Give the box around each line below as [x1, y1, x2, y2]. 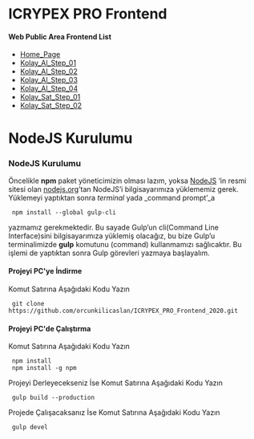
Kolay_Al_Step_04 [19, 83, 79, 93]
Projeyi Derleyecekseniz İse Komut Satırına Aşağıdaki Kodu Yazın [8, 378, 223, 388]
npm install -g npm [11, 364, 78, 372]
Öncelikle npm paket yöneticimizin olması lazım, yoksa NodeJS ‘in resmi [8, 176, 247, 185]
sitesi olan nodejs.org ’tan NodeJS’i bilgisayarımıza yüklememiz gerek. [8, 184, 239, 193]
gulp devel [11, 423, 48, 432]
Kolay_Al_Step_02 [19, 67, 78, 76]
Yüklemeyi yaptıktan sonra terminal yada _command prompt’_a [8, 193, 216, 202]
